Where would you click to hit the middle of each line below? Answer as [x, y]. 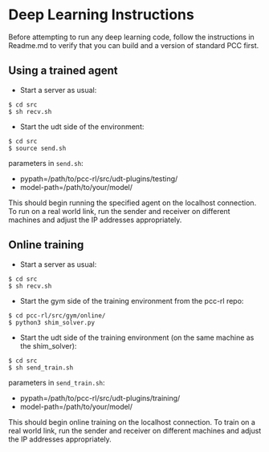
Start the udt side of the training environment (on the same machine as [137, 337]
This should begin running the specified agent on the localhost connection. [132, 203]
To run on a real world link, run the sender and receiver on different [119, 211]
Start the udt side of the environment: [82, 127]
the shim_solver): [48, 345]
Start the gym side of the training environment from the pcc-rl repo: [132, 301]
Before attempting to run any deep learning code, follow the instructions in [131, 37]
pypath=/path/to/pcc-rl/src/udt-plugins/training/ [100, 398]
